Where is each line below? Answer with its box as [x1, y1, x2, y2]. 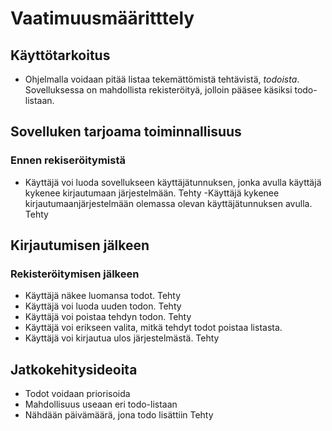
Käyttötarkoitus [10, 47, 111, 64]
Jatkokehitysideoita [10, 361, 138, 378]
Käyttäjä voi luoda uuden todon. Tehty [24, 300, 182, 312]
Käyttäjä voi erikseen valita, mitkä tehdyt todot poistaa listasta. [24, 322, 283, 334]
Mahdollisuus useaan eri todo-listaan [24, 398, 178, 411]
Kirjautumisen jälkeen [10, 237, 150, 254]
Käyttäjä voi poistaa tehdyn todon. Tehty [24, 311, 192, 323]
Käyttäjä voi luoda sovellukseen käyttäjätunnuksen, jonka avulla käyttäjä [24, 176, 322, 188]
